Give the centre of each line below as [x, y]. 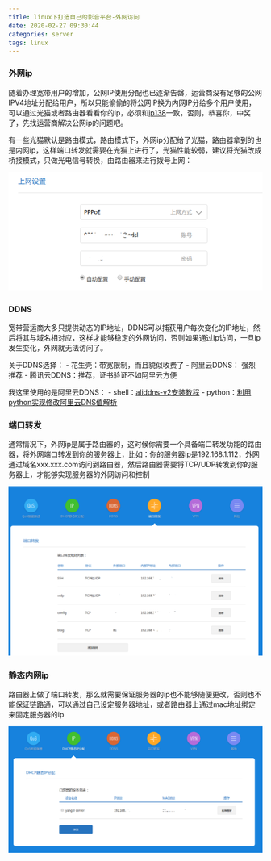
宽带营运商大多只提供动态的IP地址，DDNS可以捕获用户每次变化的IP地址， [131, 328]
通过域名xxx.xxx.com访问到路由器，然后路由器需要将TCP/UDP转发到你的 [130, 465]
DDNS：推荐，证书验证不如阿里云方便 [114, 375]
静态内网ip [29, 675]
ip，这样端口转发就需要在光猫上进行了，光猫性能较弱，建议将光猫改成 [146, 150]
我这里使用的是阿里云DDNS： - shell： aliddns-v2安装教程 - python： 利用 [130, 392]
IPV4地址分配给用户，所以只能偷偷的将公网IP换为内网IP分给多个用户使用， [132, 102]
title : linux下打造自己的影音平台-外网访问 [74, 17]
